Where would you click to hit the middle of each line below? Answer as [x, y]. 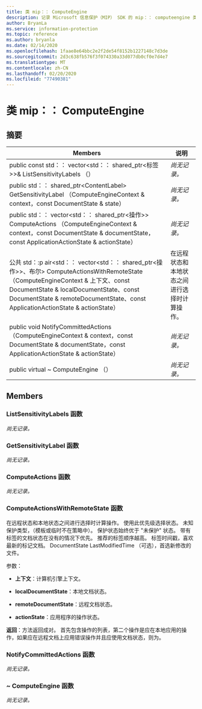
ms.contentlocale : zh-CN [37, 68]
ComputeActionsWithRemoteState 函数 [65, 509]
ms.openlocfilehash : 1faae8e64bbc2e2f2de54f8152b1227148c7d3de [87, 51]
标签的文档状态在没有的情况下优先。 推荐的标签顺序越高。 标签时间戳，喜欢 [100, 538]
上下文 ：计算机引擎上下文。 [49, 578]
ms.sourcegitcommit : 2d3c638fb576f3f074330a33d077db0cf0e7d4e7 [87, 57]
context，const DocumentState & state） [67, 204]
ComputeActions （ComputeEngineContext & [73, 224]
